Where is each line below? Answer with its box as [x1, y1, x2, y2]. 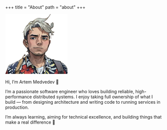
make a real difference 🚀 [5, 119, 56, 126]
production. [5, 104, 29, 111]
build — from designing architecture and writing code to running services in [5, 99, 161, 105]
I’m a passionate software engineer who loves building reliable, [5, 89, 135, 95]
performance [5, 94, 32, 100]
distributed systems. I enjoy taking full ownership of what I [33, 94, 153, 100]
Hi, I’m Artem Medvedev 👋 [5, 79, 59, 85]
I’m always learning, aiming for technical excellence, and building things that [5, 114, 162, 120]
